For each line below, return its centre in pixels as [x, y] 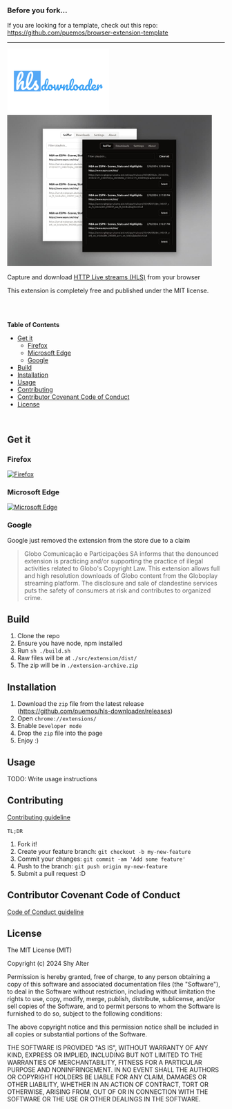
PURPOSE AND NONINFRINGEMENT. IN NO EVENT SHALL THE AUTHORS [113, 1070]
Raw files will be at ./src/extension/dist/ [77, 658]
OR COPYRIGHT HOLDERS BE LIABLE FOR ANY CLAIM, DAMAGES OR [107, 1077]
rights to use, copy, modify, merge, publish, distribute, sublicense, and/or [111, 999]
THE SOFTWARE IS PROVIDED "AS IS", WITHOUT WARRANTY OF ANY [108, 1048]
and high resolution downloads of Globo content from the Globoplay [121, 575]
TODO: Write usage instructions [52, 779]
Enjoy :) [28, 740]
